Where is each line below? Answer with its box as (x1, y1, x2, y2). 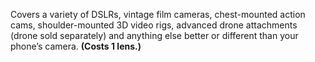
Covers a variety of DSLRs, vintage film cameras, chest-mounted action (10, 9, 306, 20)
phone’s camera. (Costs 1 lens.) (10, 40, 142, 52)
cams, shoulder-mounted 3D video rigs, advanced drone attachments (10, 19, 298, 31)
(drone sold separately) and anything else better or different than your (10, 30, 299, 41)
